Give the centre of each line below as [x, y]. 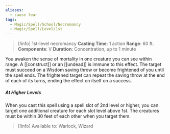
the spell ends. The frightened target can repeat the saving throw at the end [85, 75]
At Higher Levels [23, 92]
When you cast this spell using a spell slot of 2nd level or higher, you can [82, 105]
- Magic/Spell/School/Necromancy [45, 24]
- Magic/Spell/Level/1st [36, 29]
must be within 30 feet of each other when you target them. [68, 116]
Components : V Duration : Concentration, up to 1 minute [77, 49]
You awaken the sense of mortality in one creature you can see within [79, 59]
